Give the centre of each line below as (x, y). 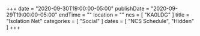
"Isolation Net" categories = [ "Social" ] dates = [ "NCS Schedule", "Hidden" (100, 21)
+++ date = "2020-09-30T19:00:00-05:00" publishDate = (78, 9)
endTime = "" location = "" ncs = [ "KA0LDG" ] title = (124, 15)
